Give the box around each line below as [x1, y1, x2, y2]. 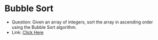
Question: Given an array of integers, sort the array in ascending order [11, 19, 153, 25]
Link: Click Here [11, 29, 44, 35]
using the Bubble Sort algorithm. [11, 24, 77, 30]
